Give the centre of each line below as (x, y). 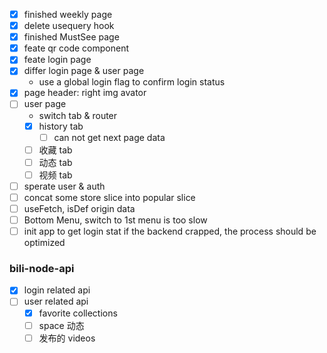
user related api (56, 301)
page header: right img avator (85, 93)
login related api (57, 290)
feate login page (57, 60)
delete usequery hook (69, 26)
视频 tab (55, 175)
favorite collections (78, 313)
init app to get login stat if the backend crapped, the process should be (170, 231)
